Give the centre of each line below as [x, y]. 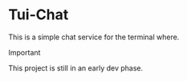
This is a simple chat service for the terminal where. [94, 37]
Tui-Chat [39, 15]
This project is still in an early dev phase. [76, 68]
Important [24, 52]
